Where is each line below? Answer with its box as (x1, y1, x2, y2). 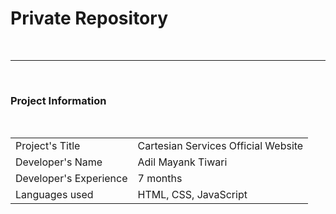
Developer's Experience (15, 172, 128, 186)
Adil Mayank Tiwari (137, 155, 228, 169)
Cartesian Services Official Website (137, 139, 304, 153)
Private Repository (10, 7, 168, 30)
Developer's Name (15, 155, 103, 169)
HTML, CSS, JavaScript (137, 188, 248, 202)
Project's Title (15, 139, 81, 153)
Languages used (15, 188, 94, 202)
